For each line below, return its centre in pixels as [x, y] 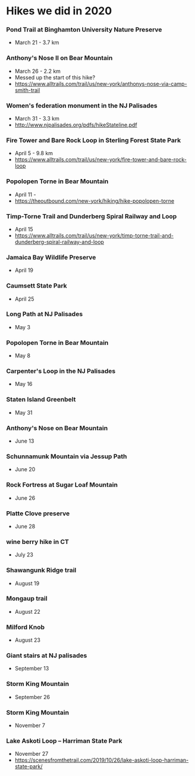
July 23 [24, 555]
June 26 [25, 498]
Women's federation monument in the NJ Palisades [82, 106]
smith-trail [27, 90]
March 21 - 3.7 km [37, 42]
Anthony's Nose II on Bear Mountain [59, 58]
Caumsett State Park [37, 286]
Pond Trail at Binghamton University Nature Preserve [84, 30]
